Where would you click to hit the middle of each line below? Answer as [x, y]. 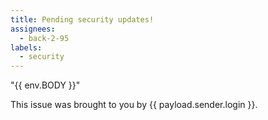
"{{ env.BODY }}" [45, 85]
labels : [26, 47]
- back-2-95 [44, 38]
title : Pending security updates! [82, 19]
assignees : [33, 29]
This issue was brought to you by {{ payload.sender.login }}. [134, 105]
